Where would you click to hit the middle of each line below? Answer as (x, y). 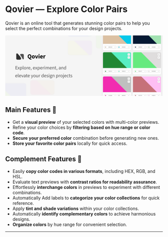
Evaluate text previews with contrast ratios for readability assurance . (85, 182)
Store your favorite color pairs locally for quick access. (70, 143)
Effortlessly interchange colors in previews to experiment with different (86, 187)
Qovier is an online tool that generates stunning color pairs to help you (77, 23)
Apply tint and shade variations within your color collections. (75, 208)
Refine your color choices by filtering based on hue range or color (81, 127)
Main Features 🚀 (31, 110)
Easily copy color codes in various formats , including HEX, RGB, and (84, 171)
